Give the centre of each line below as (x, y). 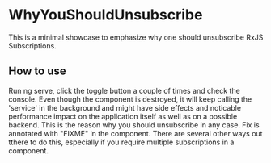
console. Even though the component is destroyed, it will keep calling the (130, 99)
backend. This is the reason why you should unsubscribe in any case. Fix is (134, 125)
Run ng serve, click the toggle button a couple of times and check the (124, 90)
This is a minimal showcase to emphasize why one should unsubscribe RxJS (136, 37)
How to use (37, 71)
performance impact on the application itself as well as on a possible (123, 116)
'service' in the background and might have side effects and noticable (125, 107)
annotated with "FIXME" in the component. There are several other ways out (135, 133)
